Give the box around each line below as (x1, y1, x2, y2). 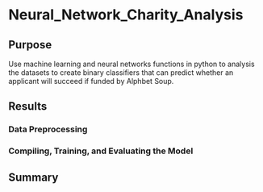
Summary (8, 170, 59, 184)
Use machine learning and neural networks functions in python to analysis (8, 59, 256, 69)
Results (8, 99, 48, 114)
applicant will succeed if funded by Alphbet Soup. (8, 77, 174, 86)
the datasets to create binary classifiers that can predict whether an (8, 68, 234, 77)
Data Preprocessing (8, 123, 88, 135)
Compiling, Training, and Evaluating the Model (8, 145, 194, 157)
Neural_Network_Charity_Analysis (8, 6, 244, 24)
